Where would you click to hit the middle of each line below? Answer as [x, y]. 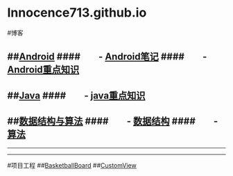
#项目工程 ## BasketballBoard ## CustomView [72, 165]
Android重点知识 [43, 70]
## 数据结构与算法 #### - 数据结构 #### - [113, 122]
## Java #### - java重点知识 [76, 95]
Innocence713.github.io [77, 13]
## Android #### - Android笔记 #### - [107, 57]
